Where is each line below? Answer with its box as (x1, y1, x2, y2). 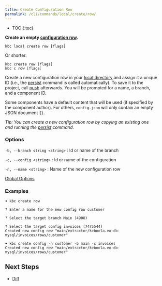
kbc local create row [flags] (5, 44, 66, 49)
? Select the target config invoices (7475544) (5, 224, 103, 229)
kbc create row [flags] (5, 62, 53, 67)
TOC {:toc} (12, 25, 34, 31)
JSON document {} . (5, 110, 45, 116)
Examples (5, 187, 29, 194)
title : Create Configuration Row (5, 7, 73, 12)
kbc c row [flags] (5, 66, 42, 71)
